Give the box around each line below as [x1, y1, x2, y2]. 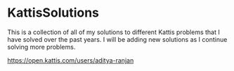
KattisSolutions [7, 5, 100, 21]
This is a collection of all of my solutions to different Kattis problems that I [7, 28, 220, 36]
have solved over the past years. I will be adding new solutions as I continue [7, 35, 228, 43]
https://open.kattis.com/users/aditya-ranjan [7, 56, 134, 64]
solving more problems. [7, 42, 76, 51]
